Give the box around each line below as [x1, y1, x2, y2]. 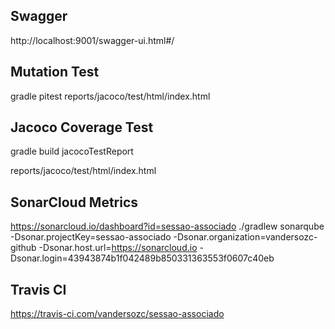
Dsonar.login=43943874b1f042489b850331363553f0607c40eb [10, 252, 275, 264]
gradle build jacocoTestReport [10, 145, 134, 158]
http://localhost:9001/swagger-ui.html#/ [10, 34, 175, 46]
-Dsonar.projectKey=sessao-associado [10, 231, 172, 243]
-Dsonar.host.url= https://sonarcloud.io [38, 242, 198, 254]
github [10, 242, 37, 254]
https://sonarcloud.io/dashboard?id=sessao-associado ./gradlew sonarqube [10, 220, 325, 233]
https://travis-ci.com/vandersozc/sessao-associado [10, 308, 225, 320]
